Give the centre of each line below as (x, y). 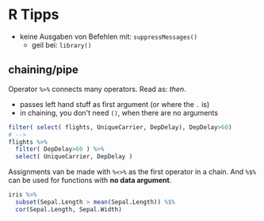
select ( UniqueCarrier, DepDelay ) (74, 157)
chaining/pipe (44, 70)
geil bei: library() (61, 44)
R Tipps (34, 15)
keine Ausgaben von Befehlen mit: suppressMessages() (109, 36)
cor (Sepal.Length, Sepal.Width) (69, 209)
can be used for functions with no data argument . (90, 181)
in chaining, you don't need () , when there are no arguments (119, 112)
